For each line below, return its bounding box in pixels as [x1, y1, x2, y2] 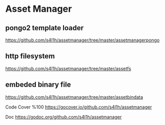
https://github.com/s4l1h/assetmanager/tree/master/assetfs [5, 65, 132, 72]
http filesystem [5, 52, 55, 60]
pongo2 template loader [5, 24, 84, 32]
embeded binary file [5, 80, 71, 89]
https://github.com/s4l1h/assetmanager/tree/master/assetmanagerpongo [5, 37, 160, 43]
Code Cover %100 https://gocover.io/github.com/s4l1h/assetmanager [5, 103, 152, 110]
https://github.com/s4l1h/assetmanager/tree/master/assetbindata [5, 94, 143, 100]
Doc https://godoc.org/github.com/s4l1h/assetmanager [5, 114, 122, 120]
